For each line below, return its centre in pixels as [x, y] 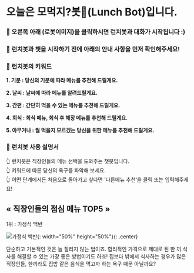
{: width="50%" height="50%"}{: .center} [88, 237]
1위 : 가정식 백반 [24, 224]
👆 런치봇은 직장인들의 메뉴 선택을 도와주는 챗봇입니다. [68, 161]
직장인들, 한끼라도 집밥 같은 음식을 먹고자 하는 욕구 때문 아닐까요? [81, 264]
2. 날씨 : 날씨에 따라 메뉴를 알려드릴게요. [52, 93]
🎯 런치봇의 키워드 [29, 66]
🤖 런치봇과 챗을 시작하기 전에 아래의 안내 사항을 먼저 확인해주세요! [93, 49]
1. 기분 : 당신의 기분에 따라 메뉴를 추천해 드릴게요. [62, 81]
